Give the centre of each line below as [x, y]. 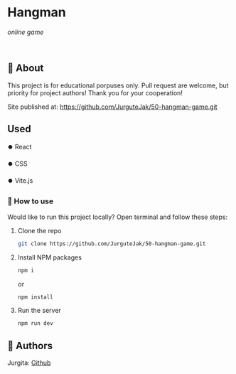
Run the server [39, 311]
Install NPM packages [49, 257]
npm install [35, 297]
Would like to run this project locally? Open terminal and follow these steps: [118, 217]
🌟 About [26, 68]
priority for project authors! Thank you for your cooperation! [95, 92]
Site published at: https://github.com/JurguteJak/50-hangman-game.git [113, 107]
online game [26, 32]
